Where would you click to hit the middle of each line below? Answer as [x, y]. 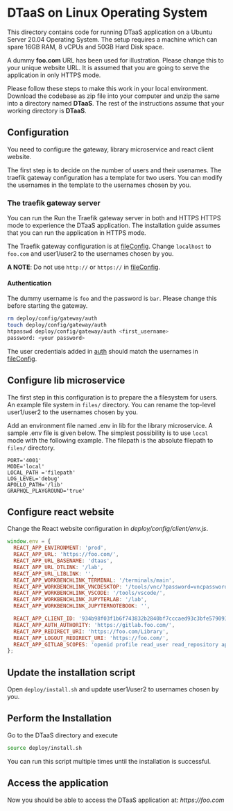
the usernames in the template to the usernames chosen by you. [99, 185]
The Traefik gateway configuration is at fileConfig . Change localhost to [109, 246]
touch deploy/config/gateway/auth [57, 325]
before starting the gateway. [48, 306]
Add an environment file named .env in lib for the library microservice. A [110, 425]
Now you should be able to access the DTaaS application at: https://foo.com [116, 800]
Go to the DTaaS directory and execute [63, 735]
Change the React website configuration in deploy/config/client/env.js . [108, 529]
